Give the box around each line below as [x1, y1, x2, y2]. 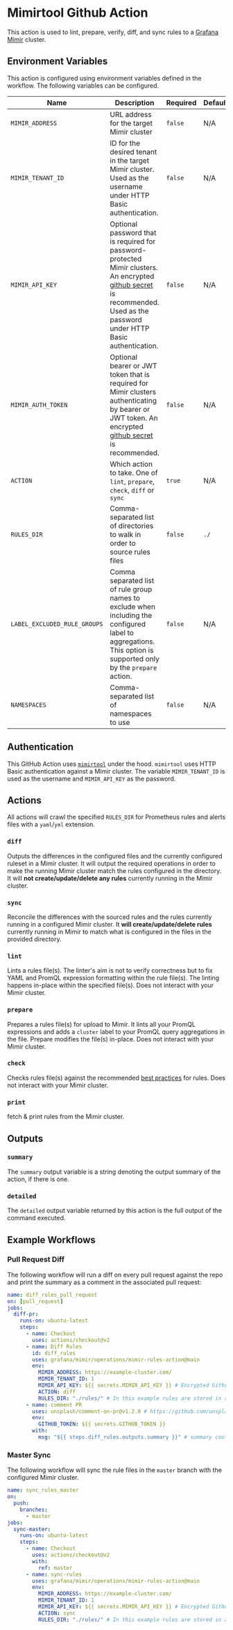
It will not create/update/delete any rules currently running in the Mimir [7, 874, 213, 882]
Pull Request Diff [7, 1254, 64, 1264]
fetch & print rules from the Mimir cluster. [7, 1112, 125, 1121]
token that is [110, 369, 150, 379]
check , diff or [110, 485, 155, 495]
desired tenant [110, 147, 157, 157]
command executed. [7, 1214, 66, 1222]
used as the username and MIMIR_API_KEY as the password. [7, 774, 176, 783]
